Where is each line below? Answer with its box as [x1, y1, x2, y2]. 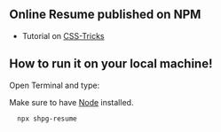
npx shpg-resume [17, 114, 77, 123]
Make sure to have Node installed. [9, 97, 134, 107]
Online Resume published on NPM [9, 7, 201, 22]
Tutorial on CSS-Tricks [21, 30, 105, 41]
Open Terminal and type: [9, 80, 100, 90]
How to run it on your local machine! [9, 57, 213, 72]
